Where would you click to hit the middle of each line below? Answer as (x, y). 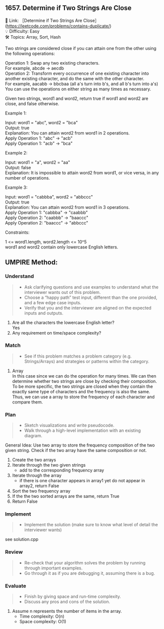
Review (14, 552)
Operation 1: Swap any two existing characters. (52, 63)
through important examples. (53, 568)
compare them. (27, 402)
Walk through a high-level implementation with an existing (82, 430)
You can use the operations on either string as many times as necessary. (78, 89)
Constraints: (17, 232)
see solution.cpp (22, 539)
